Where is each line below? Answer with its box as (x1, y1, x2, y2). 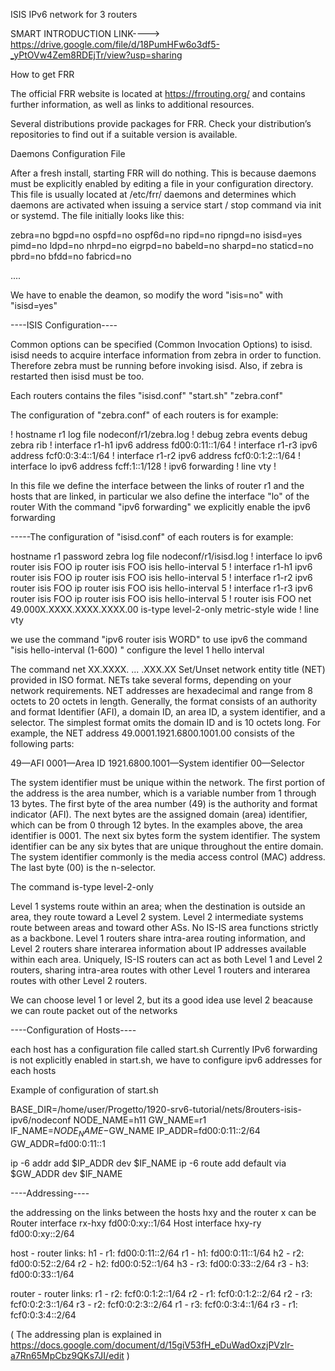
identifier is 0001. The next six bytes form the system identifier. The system (10, 830, 321, 841)
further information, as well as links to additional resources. (10, 99, 255, 110)
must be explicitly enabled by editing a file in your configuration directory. (10, 178, 314, 189)
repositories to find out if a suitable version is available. (10, 129, 238, 140)
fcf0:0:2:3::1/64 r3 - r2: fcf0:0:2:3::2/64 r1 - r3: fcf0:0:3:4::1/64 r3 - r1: (10, 1298, 298, 1310)
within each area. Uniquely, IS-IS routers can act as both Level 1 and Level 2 (10, 954, 323, 965)
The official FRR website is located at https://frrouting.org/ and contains (10, 88, 306, 99)
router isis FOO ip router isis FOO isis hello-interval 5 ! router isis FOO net (10, 593, 312, 604)
